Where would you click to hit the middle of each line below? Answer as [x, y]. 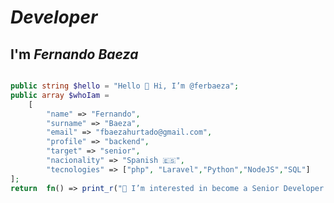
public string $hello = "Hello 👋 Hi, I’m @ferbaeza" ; [125, 86]
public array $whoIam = [60, 95]
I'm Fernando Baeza [74, 54]
